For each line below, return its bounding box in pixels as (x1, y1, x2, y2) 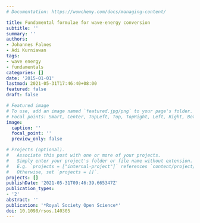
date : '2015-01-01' (6, 75, 55, 81)
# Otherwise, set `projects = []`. (6, 169, 100, 175)
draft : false (6, 92, 39, 98)
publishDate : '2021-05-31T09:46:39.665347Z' (6, 180, 118, 186)
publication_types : (6, 186, 55, 192)
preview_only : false (11, 136, 62, 142)
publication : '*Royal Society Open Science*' (6, 202, 121, 208)
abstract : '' (6, 197, 39, 203)
